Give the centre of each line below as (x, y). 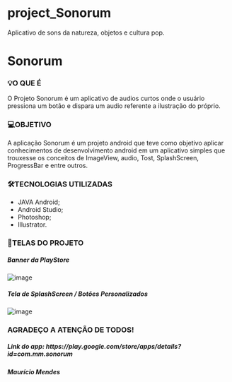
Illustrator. (32, 225)
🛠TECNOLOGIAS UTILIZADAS (60, 184)
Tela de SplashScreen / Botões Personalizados (78, 294)
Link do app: (26, 347)
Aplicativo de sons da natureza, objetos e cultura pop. (86, 32)
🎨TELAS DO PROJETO (46, 243)
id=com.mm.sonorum (40, 354)
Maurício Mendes (34, 371)
